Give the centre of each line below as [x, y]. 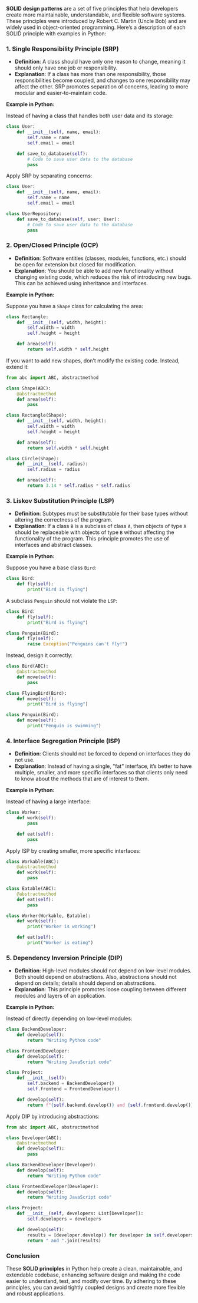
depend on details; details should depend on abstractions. [85, 983]
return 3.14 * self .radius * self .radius [79, 486]
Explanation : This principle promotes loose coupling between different [100, 989]
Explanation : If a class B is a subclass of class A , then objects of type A [100, 526]
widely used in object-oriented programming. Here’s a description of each [96, 27]
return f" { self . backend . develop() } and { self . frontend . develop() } [110, 1105]
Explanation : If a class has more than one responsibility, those [90, 74]
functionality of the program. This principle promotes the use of [92, 539]
